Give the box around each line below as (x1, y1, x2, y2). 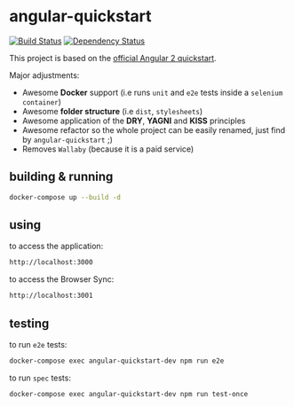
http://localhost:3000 (9, 258, 93, 267)
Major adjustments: (9, 69, 80, 81)
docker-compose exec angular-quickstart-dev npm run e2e (9, 356, 225, 365)
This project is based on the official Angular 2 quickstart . (9, 52, 217, 63)
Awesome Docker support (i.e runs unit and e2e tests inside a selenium (21, 87, 283, 98)
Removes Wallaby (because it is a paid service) (21, 144, 195, 154)
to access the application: (9, 241, 104, 252)
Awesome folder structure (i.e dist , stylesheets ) (21, 106, 203, 116)
